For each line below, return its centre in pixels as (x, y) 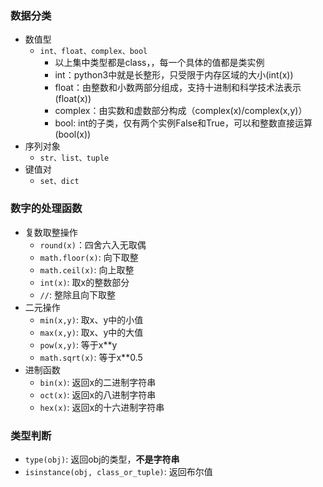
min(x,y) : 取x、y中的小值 (91, 319)
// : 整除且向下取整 (77, 294)
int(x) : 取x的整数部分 (84, 282)
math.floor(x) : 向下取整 (89, 257)
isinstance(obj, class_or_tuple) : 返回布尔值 (118, 471)
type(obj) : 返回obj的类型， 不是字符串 (102, 459)
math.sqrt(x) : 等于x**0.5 (91, 357)
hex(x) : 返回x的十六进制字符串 (102, 407)
